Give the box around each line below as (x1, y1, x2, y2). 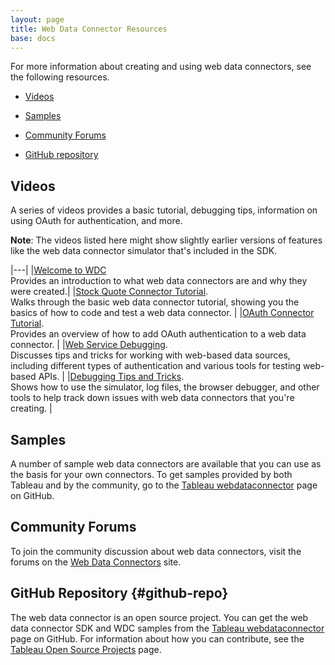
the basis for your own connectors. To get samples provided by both (10, 469, 293, 480)
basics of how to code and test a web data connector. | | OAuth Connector (10, 307, 315, 319)
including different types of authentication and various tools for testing (10, 360, 302, 372)
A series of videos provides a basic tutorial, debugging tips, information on (10, 204, 318, 216)
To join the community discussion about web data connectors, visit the (10, 545, 302, 557)
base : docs (10, 33, 56, 43)
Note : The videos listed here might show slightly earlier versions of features (10, 234, 323, 246)
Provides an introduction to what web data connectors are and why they (10, 275, 308, 287)
